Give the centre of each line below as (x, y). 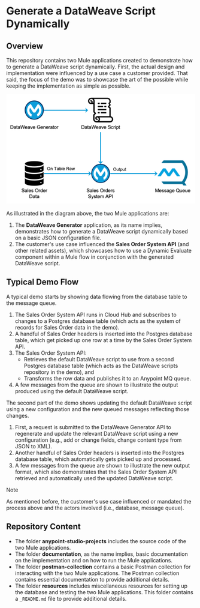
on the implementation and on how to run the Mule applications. (93, 560)
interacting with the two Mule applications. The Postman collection (97, 573)
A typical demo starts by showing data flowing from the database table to (97, 296)
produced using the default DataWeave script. (72, 391)
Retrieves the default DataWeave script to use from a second (99, 359)
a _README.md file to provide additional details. (71, 598)
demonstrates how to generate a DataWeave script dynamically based (101, 232)
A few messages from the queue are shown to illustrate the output (96, 385)
